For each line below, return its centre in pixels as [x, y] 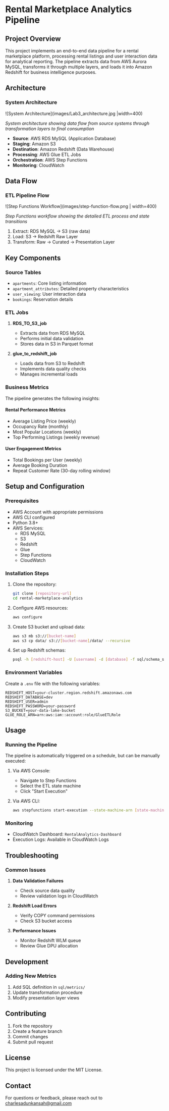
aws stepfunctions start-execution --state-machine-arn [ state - [81, 810]
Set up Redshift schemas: [39, 650]
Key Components [33, 258]
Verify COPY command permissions [57, 916]
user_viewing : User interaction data [49, 294]
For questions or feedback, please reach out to [54, 1098]
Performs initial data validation [51, 339]
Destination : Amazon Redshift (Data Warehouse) [63, 149]
